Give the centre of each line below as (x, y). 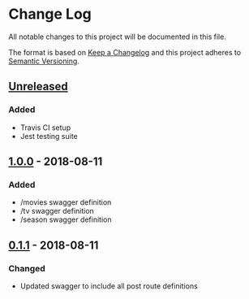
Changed (27, 268)
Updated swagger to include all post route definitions (109, 286)
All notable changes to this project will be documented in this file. (118, 37)
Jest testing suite (49, 136)
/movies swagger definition (66, 202)
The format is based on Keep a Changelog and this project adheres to (125, 52)
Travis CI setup (45, 128)
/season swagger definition (66, 219)
